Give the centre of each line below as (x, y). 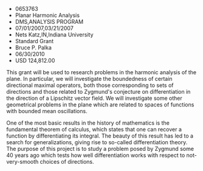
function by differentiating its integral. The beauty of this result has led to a (100, 136)
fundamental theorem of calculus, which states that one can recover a (94, 129)
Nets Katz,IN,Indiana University (54, 35)
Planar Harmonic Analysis (47, 15)
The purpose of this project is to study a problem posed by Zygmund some (100, 149)
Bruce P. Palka (33, 47)
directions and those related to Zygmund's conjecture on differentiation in (98, 92)
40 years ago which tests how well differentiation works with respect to (96, 155)
